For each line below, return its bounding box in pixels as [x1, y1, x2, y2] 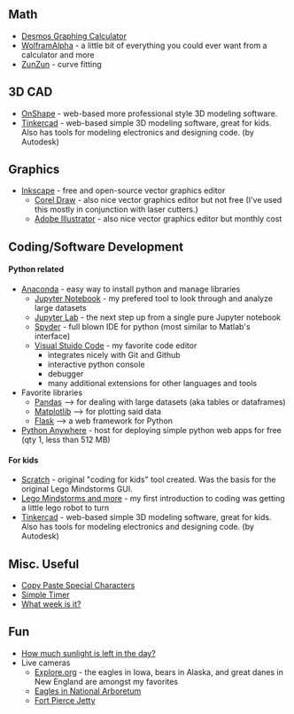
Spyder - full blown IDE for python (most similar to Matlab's [34, 322, 251, 332]
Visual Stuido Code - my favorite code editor [34, 340, 197, 351]
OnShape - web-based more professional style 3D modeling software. [20, 108, 278, 119]
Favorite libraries [20, 387, 83, 398]
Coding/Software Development [8, 239, 183, 254]
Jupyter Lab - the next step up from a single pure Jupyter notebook [34, 312, 282, 322]
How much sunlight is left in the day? [20, 648, 156, 658]
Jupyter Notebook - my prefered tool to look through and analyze [34, 293, 274, 304]
